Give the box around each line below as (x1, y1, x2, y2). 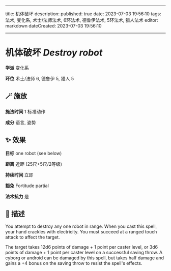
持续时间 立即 (5, 171, 34, 178)
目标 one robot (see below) (5, 150, 62, 156)
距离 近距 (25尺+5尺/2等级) (5, 161, 63, 167)
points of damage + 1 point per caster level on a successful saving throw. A (5, 250, 163, 256)
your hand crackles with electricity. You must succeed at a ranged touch (5, 229, 157, 235)
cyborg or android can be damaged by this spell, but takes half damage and (5, 255, 164, 261)
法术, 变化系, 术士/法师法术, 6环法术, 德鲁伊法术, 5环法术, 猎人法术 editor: (5, 17, 159, 23)
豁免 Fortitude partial (5, 183, 49, 189)
